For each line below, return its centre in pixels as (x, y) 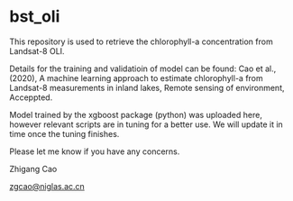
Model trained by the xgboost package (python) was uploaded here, (136, 114)
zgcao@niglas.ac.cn (47, 186)
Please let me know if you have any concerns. (95, 151)
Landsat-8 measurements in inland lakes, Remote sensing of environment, (147, 87)
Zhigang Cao (33, 169)
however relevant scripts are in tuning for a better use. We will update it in (146, 124)
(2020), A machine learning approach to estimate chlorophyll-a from (136, 78)
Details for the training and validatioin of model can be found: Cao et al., (143, 69)
